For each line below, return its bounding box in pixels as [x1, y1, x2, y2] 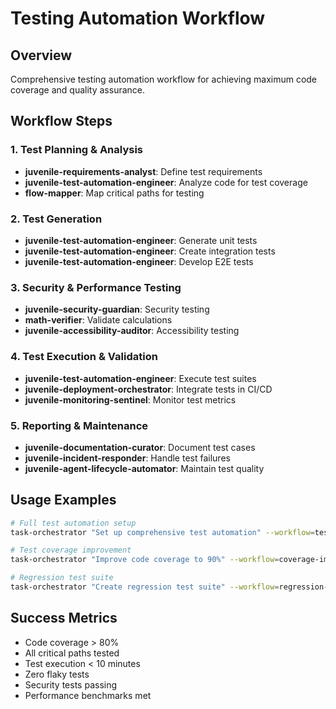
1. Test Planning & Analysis [10, 143, 144, 157]
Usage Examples [10, 492, 117, 509]
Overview [10, 47, 73, 64]
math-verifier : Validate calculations [24, 314, 173, 326]
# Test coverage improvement [10, 545, 132, 556]
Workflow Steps [10, 113, 113, 130]
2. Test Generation [10, 212, 103, 226]
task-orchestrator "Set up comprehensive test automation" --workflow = [10, 527, 315, 537]
